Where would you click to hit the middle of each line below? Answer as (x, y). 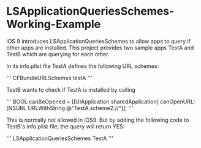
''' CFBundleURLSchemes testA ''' (50, 78)
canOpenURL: (178, 102)
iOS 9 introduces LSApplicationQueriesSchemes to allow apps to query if (99, 41)
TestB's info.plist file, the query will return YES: (66, 126)
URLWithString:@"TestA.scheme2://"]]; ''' (80, 108)
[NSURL (16, 108)
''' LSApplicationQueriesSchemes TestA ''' (60, 138)
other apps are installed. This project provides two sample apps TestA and (100, 48)
